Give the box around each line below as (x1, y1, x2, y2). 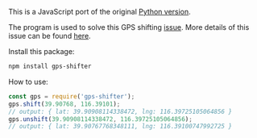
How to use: (8, 77, 48, 86)
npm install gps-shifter (8, 62, 92, 70)
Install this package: (8, 47, 75, 56)
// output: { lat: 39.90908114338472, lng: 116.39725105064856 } (8, 107, 232, 115)
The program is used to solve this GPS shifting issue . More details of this (8, 23, 250, 31)
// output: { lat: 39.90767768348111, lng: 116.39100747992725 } (8, 123, 232, 131)
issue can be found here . (8, 31, 91, 40)
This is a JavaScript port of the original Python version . (8, 7, 191, 16)
